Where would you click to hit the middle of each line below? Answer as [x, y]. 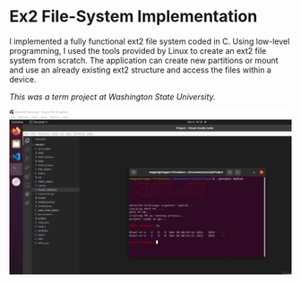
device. [23, 79]
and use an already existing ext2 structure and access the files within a [140, 70]
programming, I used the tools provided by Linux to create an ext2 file [138, 50]
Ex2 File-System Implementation [133, 17]
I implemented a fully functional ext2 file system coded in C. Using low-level [150, 41]
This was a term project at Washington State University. [113, 97]
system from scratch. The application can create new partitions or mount [144, 60]
